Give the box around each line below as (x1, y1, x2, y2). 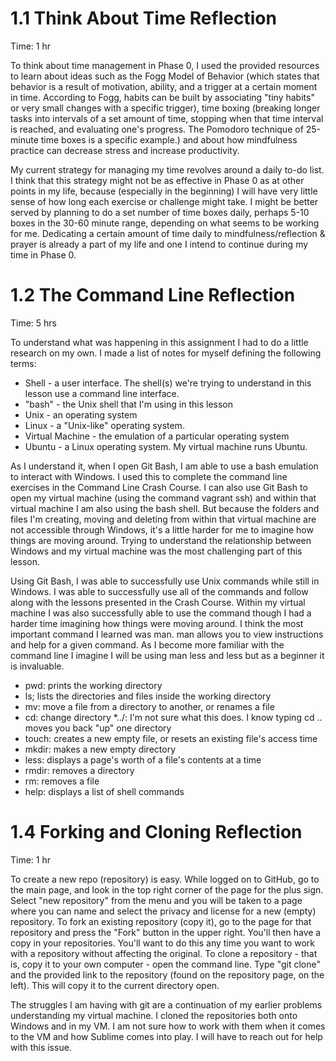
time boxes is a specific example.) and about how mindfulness (40, 133, 298, 146)
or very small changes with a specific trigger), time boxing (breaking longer (10, 102, 321, 114)
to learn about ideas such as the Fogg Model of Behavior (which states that (10, 70, 320, 82)
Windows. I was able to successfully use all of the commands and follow (10, 585, 309, 597)
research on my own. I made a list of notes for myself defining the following (10, 347, 322, 359)
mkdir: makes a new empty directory (24, 743, 177, 755)
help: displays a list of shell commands (24, 785, 185, 797)
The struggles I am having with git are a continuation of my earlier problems (10, 998, 323, 1011)
